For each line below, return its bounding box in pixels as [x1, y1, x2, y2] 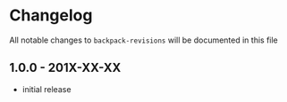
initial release [21, 83, 72, 94]
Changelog [9, 5, 93, 26]
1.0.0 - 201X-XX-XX [9, 60, 122, 75]
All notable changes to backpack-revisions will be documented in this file [9, 35, 279, 45]
